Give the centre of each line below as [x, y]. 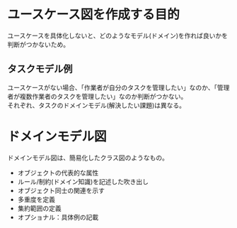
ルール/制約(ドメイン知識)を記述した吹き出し [83, 181]
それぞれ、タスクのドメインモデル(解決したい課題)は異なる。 [97, 105]
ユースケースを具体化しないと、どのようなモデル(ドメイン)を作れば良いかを [118, 36]
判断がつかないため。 [38, 44]
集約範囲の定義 [39, 208]
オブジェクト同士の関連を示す [61, 190]
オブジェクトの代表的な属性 [58, 173]
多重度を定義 [36, 199]
